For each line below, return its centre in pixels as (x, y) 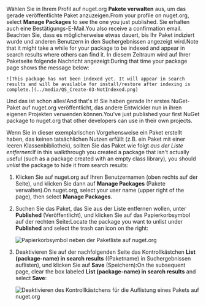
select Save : (31, 278)
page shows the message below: (48, 68)
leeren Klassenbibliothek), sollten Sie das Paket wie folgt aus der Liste (95, 146)
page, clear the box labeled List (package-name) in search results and (105, 272)
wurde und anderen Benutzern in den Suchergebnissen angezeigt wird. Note (102, 41)
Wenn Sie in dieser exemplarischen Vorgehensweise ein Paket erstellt (94, 132)
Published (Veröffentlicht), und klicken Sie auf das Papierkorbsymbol (103, 215)
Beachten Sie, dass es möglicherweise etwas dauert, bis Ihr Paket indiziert (101, 35)
